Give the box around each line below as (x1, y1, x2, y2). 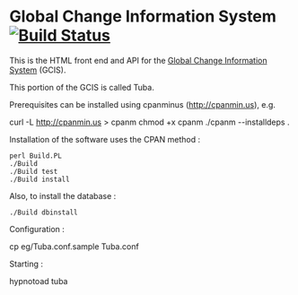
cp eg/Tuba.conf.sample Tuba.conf (9, 240, 139, 252)
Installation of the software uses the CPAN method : (9, 134, 200, 144)
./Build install (9, 175, 70, 184)
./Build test (9, 167, 58, 176)
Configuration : (9, 223, 66, 234)
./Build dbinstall (9, 208, 78, 217)
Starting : (9, 258, 43, 269)
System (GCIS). (9, 65, 66, 75)
